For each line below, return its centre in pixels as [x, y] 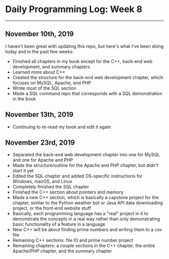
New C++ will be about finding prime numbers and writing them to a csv [87, 230]
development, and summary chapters [51, 67]
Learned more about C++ [39, 72]
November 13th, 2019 [39, 115]
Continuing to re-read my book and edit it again [62, 126]
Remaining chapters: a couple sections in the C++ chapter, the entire [84, 246]
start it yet [23, 171]
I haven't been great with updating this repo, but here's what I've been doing [84, 46]
